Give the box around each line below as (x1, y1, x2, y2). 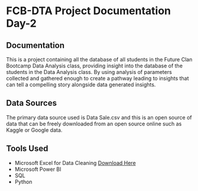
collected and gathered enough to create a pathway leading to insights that (6, 75, 189, 82)
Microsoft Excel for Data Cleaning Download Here (14, 159, 136, 166)
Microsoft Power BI (14, 166, 61, 173)
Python (14, 178, 33, 185)
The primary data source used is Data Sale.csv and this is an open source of (6, 114, 192, 121)
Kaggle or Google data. (6, 126, 63, 134)
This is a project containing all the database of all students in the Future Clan (6, 56, 193, 63)
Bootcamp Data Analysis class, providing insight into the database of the (6, 62, 183, 69)
